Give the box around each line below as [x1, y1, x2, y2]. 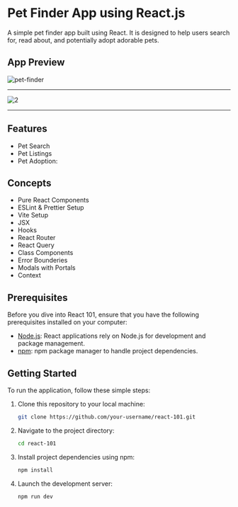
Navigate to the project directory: [17, 426, 115, 435]
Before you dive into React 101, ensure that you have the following [7, 310, 200, 319]
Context [17, 271, 41, 280]
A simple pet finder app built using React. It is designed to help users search [7, 28, 230, 37]
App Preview [7, 57, 65, 69]
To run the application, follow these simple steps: [7, 386, 151, 394]
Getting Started [7, 367, 77, 380]
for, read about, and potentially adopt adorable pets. [7, 35, 159, 44]
